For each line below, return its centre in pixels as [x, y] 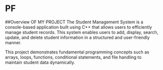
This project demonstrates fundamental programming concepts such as [77, 52]
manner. [13, 42]
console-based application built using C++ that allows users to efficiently [79, 27]
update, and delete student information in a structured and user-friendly [77, 37]
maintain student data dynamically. [40, 62]
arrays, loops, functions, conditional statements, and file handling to [73, 57]
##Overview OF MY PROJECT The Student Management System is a [74, 22]
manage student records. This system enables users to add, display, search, [82, 32]
